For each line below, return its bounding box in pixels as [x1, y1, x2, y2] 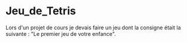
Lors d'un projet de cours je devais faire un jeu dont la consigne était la [5, 24, 181, 31]
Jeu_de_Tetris [5, 4, 76, 18]
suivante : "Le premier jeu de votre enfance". [5, 30, 116, 37]
